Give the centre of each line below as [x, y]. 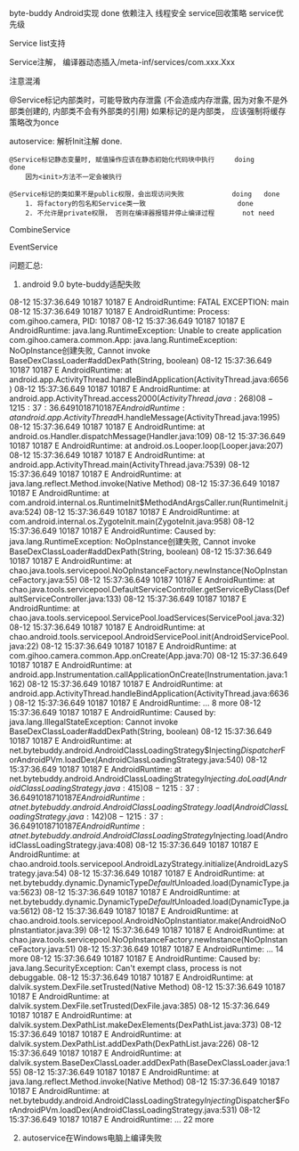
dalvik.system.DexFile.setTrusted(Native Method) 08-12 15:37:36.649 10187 [148, 987]
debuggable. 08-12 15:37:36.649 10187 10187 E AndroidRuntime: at [131, 977]
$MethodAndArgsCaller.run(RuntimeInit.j [214, 502]
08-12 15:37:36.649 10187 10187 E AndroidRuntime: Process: [120, 311]
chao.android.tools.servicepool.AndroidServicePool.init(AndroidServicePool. [149, 637]
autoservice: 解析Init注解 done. [66, 141]
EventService [34, 247]
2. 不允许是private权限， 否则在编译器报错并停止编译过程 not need [150, 213]
